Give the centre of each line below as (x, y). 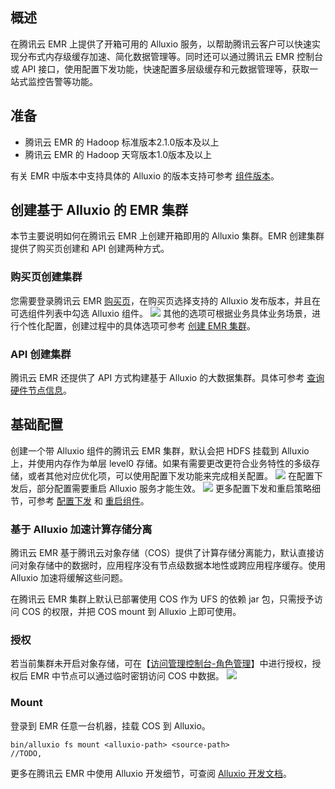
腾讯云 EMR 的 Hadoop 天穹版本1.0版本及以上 (118, 154)
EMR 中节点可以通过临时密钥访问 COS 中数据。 (127, 676)
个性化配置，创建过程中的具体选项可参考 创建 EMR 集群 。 (137, 325)
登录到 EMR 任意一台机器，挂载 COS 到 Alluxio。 (110, 725)
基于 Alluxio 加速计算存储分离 (81, 529)
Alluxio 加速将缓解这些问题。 (69, 578)
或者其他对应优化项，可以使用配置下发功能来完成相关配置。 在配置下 (175, 475)
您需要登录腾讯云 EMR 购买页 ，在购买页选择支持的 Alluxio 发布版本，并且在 (165, 300)
